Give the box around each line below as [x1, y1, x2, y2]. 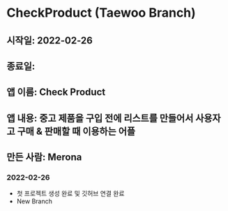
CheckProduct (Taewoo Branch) [6, 5, 196, 21]
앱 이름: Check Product [6, 86, 106, 99]
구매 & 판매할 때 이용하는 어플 [17, 125, 136, 137]
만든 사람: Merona [6, 152, 82, 163]
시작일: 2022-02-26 [6, 34, 93, 46]
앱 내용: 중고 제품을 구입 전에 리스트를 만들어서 [6, 112, 194, 124]
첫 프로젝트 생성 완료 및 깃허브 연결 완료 [16, 189, 125, 198]
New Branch [16, 197, 53, 205]
